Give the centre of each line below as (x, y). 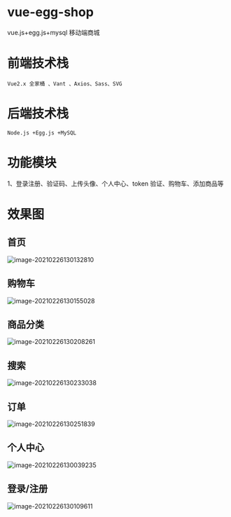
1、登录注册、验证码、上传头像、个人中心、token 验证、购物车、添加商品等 (115, 184)
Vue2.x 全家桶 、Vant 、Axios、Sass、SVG (65, 84)
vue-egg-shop (51, 12)
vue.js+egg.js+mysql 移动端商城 (54, 32)
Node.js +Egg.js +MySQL (42, 133)
